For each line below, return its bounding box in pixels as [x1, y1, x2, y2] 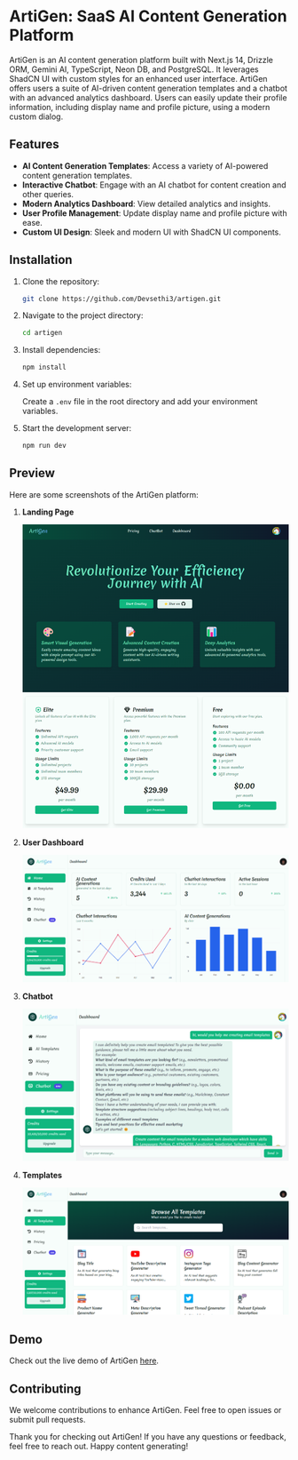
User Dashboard [21, 837, 84, 848]
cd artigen [21, 329, 63, 338]
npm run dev [21, 442, 67, 451]
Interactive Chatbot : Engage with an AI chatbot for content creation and [21, 180, 286, 190]
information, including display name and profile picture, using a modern [9, 101, 271, 112]
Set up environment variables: [21, 379, 132, 390]
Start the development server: [21, 423, 132, 434]
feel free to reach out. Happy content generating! [9, 1441, 189, 1452]
